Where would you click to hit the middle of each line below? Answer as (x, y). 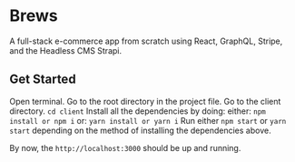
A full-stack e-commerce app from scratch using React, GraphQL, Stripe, (146, 41)
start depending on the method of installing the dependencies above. (140, 130)
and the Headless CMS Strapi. (66, 50)
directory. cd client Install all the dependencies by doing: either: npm (138, 111)
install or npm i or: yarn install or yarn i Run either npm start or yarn (148, 120)
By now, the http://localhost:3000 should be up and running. (125, 147)
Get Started (43, 80)
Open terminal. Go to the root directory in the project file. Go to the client (145, 101)
